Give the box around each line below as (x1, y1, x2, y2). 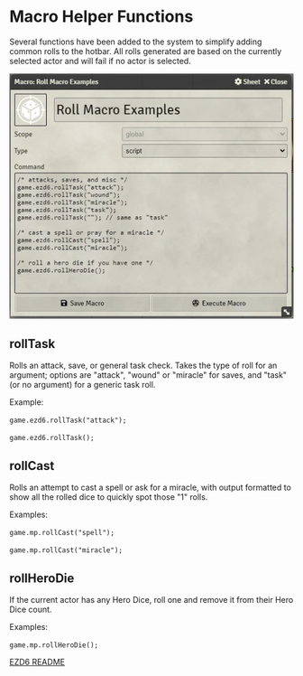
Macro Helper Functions (9, 6, 194, 27)
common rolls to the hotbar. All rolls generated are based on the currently (9, 45, 282, 56)
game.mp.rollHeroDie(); (9, 641, 99, 650)
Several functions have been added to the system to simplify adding (9, 36, 262, 47)
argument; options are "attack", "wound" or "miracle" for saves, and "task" (9, 370, 287, 380)
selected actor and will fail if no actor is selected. (9, 55, 191, 66)
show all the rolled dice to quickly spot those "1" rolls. (9, 492, 208, 502)
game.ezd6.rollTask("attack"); (9, 416, 127, 426)
